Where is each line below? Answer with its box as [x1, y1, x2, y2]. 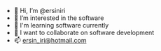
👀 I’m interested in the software [13, 14, 104, 22]
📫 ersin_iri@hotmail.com [13, 37, 87, 44]
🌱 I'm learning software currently [13, 21, 109, 29]
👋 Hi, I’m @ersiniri [13, 7, 66, 14]
